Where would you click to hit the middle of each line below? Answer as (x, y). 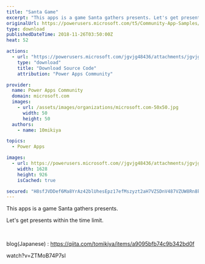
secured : (17, 191)
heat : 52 (17, 40)
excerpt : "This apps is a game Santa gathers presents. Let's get (92, 18)
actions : (17, 51)
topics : (16, 141)
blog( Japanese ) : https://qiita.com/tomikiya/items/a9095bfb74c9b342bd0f (100, 244)
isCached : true (37, 180)
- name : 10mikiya (39, 130)
